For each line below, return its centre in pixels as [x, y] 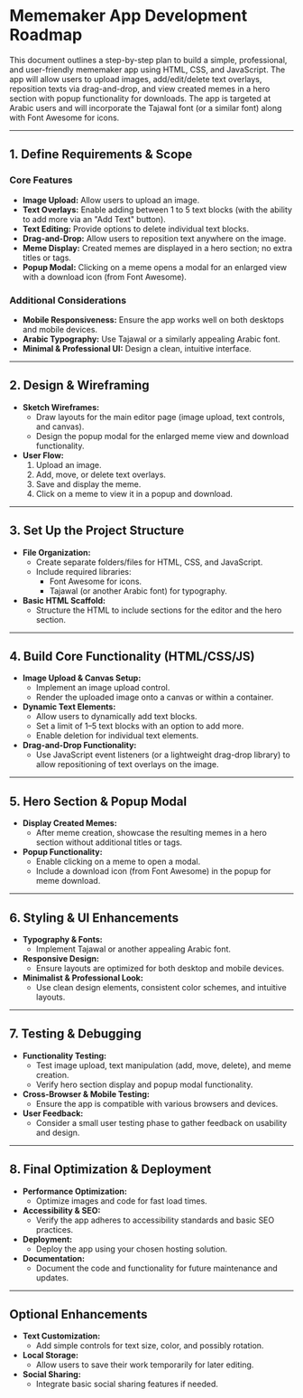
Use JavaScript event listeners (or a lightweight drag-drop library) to [163, 755]
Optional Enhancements [78, 1314]
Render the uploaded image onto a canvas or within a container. [155, 698]
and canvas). [60, 427]
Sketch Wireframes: [61, 407]
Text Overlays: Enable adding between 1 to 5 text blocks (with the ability [157, 210]
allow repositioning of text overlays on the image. [127, 765]
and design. [58, 1132]
